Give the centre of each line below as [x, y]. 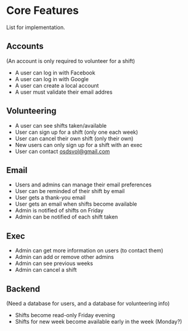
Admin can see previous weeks [54, 263]
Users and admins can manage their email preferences [83, 185]
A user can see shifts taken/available [61, 125]
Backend [23, 289]
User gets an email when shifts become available [76, 204]
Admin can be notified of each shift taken [66, 217]
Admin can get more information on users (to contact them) [89, 251]
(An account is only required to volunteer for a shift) [71, 61]
